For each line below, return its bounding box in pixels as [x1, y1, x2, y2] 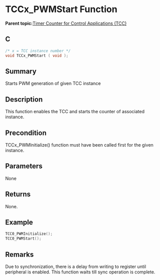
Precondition [5, 128, 47, 137]
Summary [5, 67, 37, 75]
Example [5, 218, 33, 226]
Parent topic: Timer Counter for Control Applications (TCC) [5, 20, 127, 26]
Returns [5, 190, 31, 199]
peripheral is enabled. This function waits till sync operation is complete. [5, 269, 155, 275]
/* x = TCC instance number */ [5, 48, 71, 54]
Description [5, 95, 43, 104]
